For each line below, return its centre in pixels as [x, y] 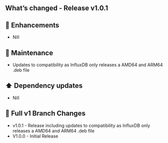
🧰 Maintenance [29, 53]
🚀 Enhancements [32, 25]
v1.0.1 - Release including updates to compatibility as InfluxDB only [81, 125]
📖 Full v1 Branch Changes [45, 113]
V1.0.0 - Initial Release [35, 136]
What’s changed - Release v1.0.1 [57, 8]
